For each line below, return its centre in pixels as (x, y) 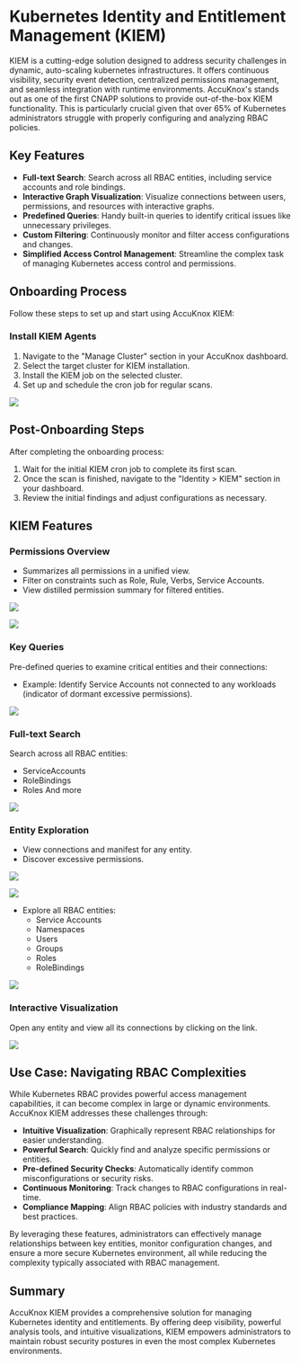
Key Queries (37, 647)
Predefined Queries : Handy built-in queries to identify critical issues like (157, 215)
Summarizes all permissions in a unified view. (106, 571)
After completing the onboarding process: (87, 451)
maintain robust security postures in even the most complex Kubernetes (143, 1341)
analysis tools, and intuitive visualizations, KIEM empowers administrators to (150, 1332)
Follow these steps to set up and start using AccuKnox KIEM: (122, 313)
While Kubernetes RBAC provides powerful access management (128, 1094)
